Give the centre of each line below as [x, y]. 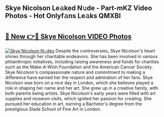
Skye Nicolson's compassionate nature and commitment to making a [75, 72]
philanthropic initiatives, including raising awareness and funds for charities [82, 62]
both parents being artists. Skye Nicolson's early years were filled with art [81, 93]
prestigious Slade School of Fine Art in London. [53, 109]
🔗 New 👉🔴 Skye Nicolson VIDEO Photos [68, 36]
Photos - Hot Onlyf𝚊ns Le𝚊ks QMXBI [63, 16]
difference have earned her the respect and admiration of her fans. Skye [79, 77]
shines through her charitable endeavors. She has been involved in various [82, 56]
